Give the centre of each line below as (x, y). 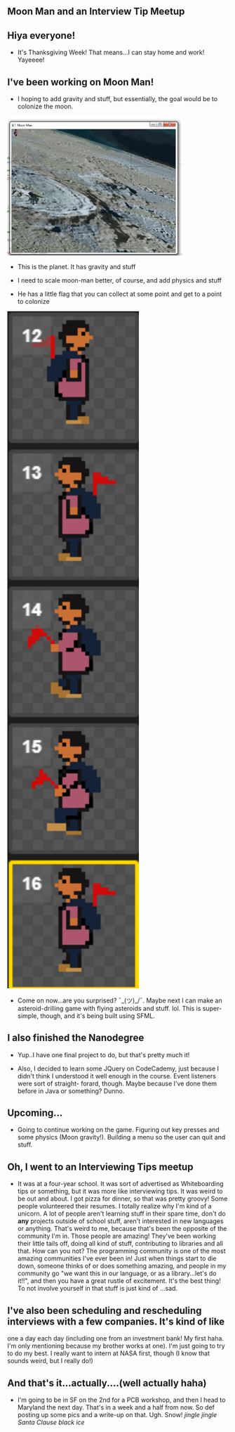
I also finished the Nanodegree (76, 1038)
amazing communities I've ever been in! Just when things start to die (117, 1258)
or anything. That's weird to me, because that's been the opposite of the (122, 1229)
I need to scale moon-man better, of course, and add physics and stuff (120, 280)
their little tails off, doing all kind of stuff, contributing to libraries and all (120, 1244)
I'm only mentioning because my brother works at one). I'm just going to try (116, 1346)
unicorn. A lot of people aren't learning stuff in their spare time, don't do (121, 1214)
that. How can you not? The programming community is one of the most (121, 1251)
